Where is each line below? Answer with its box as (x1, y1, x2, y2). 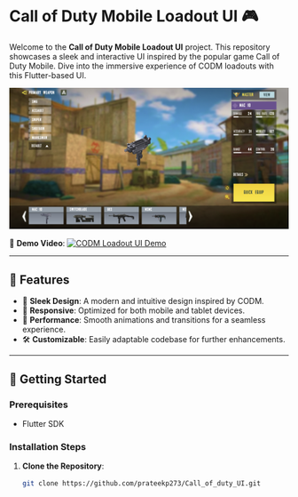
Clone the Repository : (21, 461, 105, 471)
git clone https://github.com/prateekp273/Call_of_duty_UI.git (21, 479, 262, 488)
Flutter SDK (21, 418, 65, 429)
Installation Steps (9, 440, 87, 453)
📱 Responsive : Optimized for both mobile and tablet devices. (21, 305, 246, 316)
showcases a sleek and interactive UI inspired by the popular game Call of (9, 51, 280, 61)
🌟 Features (9, 272, 70, 287)
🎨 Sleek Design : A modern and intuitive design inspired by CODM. (21, 296, 264, 307)
